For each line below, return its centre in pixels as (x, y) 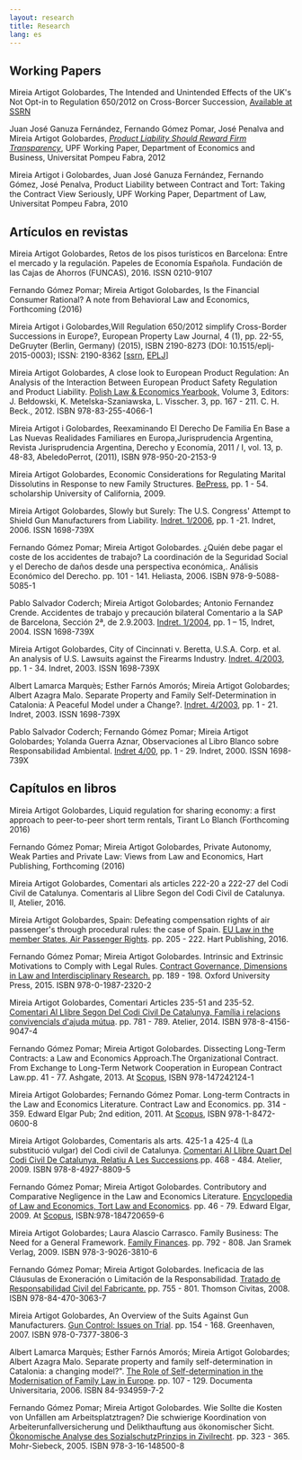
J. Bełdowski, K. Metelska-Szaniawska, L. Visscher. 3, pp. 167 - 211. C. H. (144, 401)
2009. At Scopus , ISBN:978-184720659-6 (87, 1215)
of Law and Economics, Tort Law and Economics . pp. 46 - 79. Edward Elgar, (150, 1206)
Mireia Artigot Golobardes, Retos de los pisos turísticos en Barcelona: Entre (149, 254)
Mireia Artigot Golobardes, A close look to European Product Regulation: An (149, 373)
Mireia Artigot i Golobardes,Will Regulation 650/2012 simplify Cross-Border (148, 326)
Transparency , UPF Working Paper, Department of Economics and (132, 148)
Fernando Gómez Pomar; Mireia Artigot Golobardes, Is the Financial (134, 290)
